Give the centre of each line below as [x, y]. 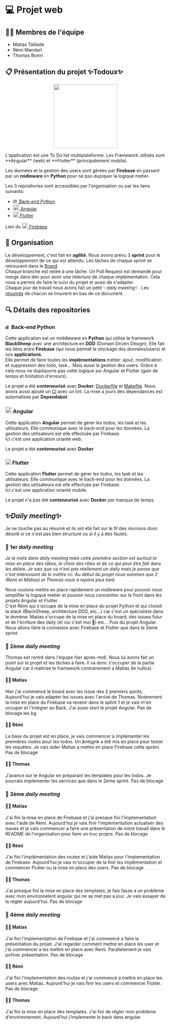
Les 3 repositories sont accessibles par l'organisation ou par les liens [78, 186]
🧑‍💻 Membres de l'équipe [45, 32]
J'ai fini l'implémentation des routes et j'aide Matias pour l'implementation [83, 857]
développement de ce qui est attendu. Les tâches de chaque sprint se [79, 260]
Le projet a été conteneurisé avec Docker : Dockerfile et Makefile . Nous [81, 386]
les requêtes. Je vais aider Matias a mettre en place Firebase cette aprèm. [83, 747]
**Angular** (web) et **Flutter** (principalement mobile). [67, 160]
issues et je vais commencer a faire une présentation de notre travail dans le [85, 828]
